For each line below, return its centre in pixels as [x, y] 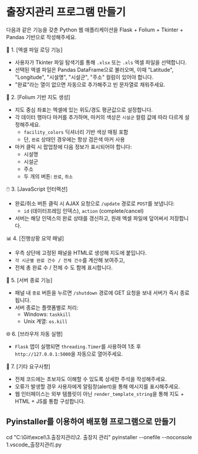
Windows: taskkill [47, 314]
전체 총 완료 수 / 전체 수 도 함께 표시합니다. [64, 267]
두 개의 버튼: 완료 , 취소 [48, 176]
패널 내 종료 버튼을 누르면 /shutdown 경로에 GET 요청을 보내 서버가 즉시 [97, 292]
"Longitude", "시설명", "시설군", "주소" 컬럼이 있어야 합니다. [84, 77]
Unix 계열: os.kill [46, 321]
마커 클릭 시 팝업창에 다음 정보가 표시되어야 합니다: [73, 146]
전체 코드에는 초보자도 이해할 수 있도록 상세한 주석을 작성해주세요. [91, 379]
